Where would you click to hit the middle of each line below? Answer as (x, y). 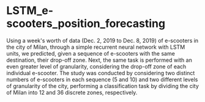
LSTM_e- (30, 11)
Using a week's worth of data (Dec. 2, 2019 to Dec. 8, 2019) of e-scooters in (102, 40)
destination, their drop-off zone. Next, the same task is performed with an (99, 60)
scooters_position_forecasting (86, 24)
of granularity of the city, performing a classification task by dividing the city (102, 86)
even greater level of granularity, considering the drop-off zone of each (96, 66)
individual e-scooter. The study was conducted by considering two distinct (101, 73)
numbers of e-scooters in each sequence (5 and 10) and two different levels (102, 79)
